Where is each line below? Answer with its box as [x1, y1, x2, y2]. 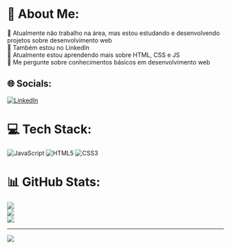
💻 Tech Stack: [7, 121, 92, 137]
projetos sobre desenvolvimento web [7, 36, 112, 44]
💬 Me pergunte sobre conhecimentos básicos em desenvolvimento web [7, 58, 211, 66]
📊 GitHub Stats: [7, 174, 101, 189]
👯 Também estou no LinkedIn [7, 43, 90, 51]
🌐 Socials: [7, 78, 52, 90]
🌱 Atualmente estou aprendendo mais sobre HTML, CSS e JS [7, 51, 180, 59]
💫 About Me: [7, 6, 80, 22]
